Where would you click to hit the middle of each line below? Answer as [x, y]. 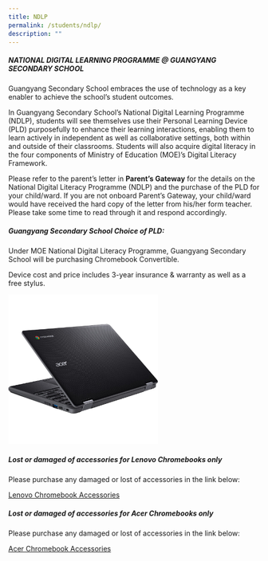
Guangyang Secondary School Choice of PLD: [87, 230]
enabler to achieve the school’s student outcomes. [91, 97]
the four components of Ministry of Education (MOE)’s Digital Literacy [122, 155]
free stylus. [27, 284]
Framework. [28, 163]
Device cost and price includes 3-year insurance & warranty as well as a [127, 275]
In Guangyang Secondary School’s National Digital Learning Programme [126, 112]
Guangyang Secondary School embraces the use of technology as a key [127, 88]
